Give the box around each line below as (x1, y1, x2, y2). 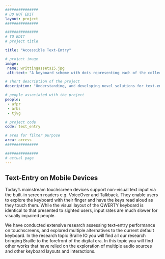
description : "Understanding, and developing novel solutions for (5, 84, 144, 89)
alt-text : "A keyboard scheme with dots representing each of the (7, 70, 146, 75)
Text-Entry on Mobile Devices (5, 174, 98, 182)
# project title (5, 39, 38, 44)
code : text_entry (5, 124, 41, 129)
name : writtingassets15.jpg (7, 66, 65, 71)
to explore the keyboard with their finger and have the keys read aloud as (5, 197, 153, 203)
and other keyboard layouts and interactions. (5, 248, 96, 254)
